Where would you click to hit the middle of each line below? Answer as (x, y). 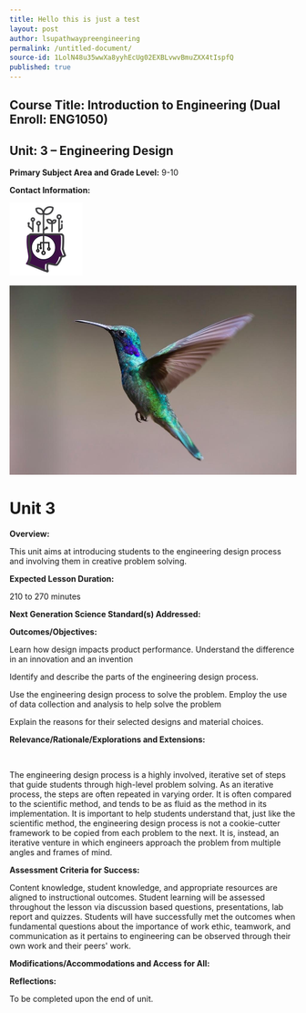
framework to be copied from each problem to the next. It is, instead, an (144, 832)
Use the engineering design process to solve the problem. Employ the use (148, 694)
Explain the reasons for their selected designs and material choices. (137, 721)
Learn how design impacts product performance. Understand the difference (152, 649)
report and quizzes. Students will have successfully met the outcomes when (153, 916)
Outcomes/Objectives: (53, 631)
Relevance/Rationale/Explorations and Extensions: (107, 739)
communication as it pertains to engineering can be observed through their (150, 935)
